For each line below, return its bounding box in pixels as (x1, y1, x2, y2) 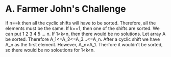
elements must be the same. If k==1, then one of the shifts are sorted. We (5, 25, 160, 31)
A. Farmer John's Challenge (5, 3, 126, 15)
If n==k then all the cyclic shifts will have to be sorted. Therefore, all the (5, 20, 156, 26)
